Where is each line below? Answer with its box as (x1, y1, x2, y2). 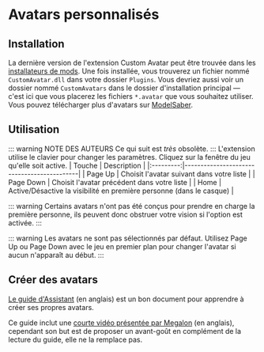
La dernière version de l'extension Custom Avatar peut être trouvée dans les (8, 58, 256, 67)
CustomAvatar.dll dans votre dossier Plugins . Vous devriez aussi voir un (8, 75, 243, 84)
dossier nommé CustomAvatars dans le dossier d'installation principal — (8, 83, 241, 93)
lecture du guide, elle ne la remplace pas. (8, 335, 143, 344)
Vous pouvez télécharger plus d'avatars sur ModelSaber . (8, 100, 194, 109)
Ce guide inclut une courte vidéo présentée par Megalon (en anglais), (8, 318, 235, 327)
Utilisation (8, 123, 60, 136)
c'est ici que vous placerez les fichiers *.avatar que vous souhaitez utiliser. (8, 92, 255, 100)
